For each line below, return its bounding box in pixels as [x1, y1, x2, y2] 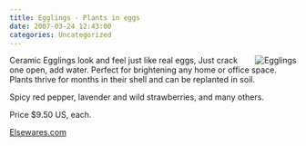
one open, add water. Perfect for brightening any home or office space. [9, 64, 278, 75]
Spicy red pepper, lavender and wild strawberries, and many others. [9, 92, 264, 102]
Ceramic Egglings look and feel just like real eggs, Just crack [9, 55, 239, 66]
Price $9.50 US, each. [9, 110, 92, 121]
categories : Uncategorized [9, 30, 112, 39]
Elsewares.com [9, 127, 66, 138]
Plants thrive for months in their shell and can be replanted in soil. [9, 74, 255, 85]
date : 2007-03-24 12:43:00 [9, 22, 112, 31]
